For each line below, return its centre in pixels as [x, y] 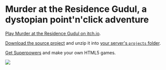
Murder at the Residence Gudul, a [76, 9]
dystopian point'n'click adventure [77, 20]
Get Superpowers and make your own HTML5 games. [60, 53]
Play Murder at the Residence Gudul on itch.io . [53, 33]
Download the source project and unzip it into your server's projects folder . [83, 43]
